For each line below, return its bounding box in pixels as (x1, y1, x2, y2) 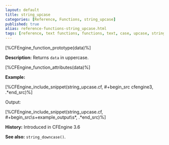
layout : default (5, 7, 39, 13)
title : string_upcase (5, 12, 51, 17)
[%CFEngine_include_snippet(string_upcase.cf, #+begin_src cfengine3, (5, 84, 153, 90)
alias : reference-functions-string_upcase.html (5, 26, 107, 31)
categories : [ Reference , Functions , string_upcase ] (5, 17, 116, 22)
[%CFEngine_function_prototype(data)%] (5, 45, 92, 51)
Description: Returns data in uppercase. (5, 55, 89, 61)
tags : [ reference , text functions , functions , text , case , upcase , (5, 31, 150, 36)
